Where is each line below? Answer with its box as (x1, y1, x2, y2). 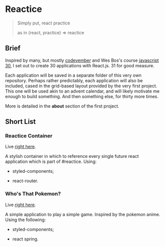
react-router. (12, 178, 39, 184)
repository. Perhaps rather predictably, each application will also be (5, 77, 143, 83)
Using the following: (5, 217, 46, 223)
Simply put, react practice (17, 20, 70, 26)
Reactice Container (5, 132, 53, 139)
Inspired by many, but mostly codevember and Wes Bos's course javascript (5, 57, 159, 63)
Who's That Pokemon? (5, 190, 61, 197)
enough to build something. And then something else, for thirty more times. (5, 93, 159, 99)
